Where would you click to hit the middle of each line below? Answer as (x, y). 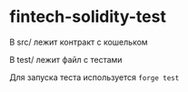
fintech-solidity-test (88, 17)
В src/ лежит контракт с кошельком (79, 42)
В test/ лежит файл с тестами (66, 59)
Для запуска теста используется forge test (94, 77)
